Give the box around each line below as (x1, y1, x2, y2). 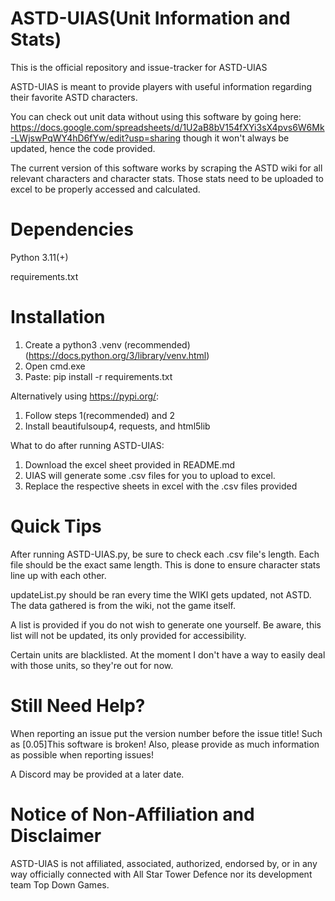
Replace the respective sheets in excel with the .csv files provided (24, 480, 298, 492)
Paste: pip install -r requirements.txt (24, 370, 173, 382)
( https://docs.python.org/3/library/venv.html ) (24, 349, 210, 361)
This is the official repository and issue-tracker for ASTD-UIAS (10, 61, 268, 73)
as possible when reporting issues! (10, 748, 154, 761)
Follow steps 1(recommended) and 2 (24, 409, 175, 421)
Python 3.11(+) (10, 251, 69, 263)
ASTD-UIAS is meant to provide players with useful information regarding (10, 80, 313, 92)
